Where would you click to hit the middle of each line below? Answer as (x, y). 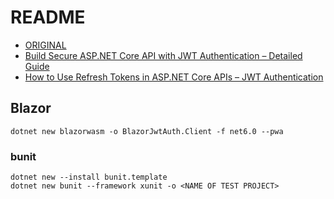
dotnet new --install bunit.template (89, 177)
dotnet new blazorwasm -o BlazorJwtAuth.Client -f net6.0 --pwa (147, 131)
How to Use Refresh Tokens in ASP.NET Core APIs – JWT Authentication (174, 77)
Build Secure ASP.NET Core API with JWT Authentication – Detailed (163, 55)
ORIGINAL (45, 45)
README (48, 17)
